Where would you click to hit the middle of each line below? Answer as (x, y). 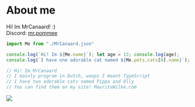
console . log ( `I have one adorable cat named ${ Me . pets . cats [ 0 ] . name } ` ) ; (98, 60)
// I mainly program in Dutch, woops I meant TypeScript (78, 76)
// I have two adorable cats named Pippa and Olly (70, 82)
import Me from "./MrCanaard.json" (50, 44)
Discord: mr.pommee (32, 33)
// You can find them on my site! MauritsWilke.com (71, 87)
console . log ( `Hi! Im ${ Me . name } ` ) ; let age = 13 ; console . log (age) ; (93, 54)
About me (31, 10)
